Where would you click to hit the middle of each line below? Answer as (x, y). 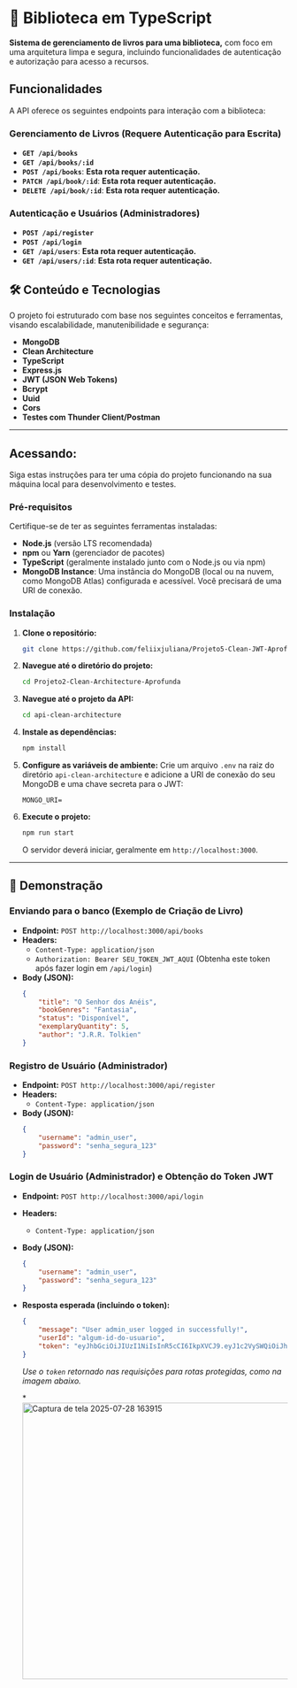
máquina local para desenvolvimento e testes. (93, 484)
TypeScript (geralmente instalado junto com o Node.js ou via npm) (144, 562)
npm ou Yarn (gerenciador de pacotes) (93, 553)
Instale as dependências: (69, 732)
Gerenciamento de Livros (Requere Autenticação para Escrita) (145, 134)
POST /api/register (58, 234)
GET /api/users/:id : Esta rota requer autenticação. (117, 261)
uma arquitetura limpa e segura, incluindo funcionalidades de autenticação (145, 51)
